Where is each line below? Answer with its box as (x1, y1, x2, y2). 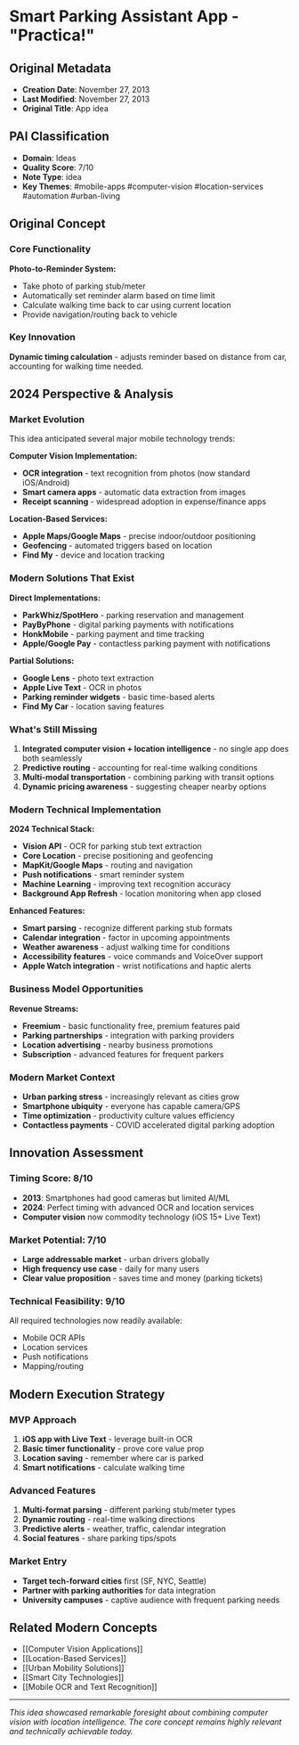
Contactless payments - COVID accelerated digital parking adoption (21, 1120, 276, 1130)
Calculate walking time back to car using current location (21, 299, 231, 310)
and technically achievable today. (9, 1726, 133, 1737)
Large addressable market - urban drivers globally (21, 1253, 210, 1264)
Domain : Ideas (21, 152, 77, 163)
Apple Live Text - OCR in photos (21, 681, 142, 692)
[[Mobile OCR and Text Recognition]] (21, 1682, 158, 1692)
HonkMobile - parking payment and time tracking (21, 628, 205, 639)
